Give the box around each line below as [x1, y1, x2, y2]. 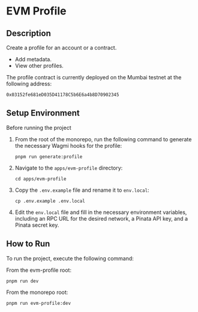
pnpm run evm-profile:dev [6, 300, 71, 306]
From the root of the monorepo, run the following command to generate [14, 135, 192, 142]
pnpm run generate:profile [14, 153, 83, 160]
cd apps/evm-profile [14, 176, 67, 182]
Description [6, 28, 51, 38]
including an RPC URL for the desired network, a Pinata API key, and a [14, 215, 188, 222]
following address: [6, 80, 52, 87]
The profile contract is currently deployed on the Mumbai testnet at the [6, 74, 182, 81]
